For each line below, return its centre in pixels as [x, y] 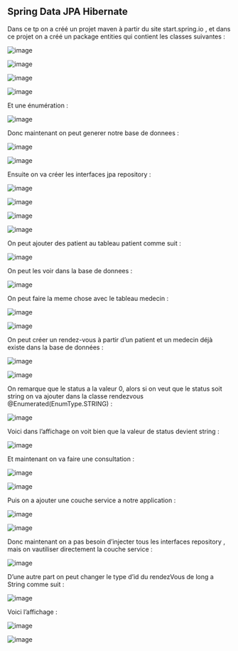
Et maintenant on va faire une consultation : [71, 459]
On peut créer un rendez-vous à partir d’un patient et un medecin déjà [110, 339]
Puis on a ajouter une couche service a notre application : [92, 500]
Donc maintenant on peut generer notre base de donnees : [93, 133]
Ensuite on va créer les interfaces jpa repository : [79, 174]
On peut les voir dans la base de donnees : [70, 270]
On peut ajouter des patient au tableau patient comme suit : [94, 243]
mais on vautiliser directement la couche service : [80, 549]
